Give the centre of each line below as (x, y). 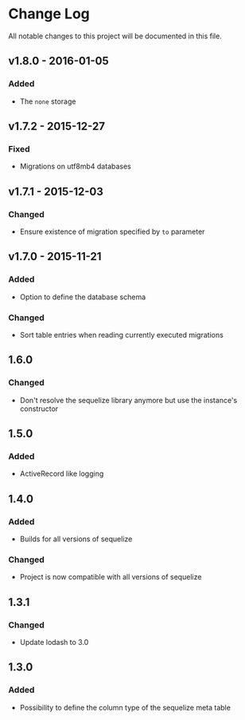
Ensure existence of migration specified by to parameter (112, 231)
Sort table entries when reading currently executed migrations (122, 334)
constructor (39, 409)
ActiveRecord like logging (62, 474)
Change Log (49, 14)
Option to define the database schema (83, 297)
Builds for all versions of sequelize (76, 539)
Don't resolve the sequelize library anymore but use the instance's (128, 400)
